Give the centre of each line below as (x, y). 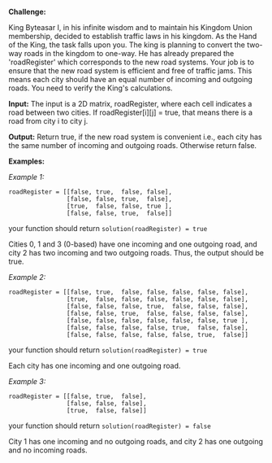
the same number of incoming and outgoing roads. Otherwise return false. (133, 145)
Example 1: (26, 177)
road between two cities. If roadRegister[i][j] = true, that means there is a (131, 112)
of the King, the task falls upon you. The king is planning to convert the (127, 45)
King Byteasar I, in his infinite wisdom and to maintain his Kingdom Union (131, 27)
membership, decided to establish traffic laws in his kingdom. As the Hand (133, 36)
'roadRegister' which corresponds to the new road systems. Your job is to (131, 62)
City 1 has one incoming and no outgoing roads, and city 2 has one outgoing (136, 441)
